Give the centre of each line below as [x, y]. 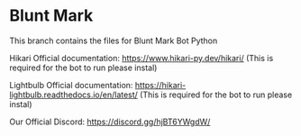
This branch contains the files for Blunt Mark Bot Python [114, 41]
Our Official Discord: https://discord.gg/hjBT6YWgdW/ [110, 122]
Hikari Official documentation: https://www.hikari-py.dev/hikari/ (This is [141, 58]
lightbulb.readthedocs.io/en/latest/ [73, 95]
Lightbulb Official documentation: [71, 85]
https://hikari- [160, 85]
